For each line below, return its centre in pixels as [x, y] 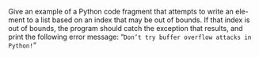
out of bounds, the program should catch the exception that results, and [126, 28]
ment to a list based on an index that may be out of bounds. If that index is [129, 20]
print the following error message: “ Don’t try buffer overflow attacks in [130, 37]
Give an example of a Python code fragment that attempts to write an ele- [128, 12]
